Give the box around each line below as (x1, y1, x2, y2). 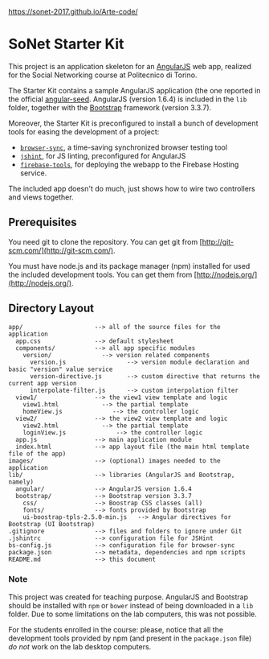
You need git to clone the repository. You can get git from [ (8, 237, 202, 246)
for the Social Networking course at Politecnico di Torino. (8, 70, 198, 80)
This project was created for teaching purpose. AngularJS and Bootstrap (8, 591, 249, 602)
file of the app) (8, 450, 67, 458)
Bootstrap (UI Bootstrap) (8, 520, 95, 528)
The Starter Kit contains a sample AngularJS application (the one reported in (8, 85, 261, 95)
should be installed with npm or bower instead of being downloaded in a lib (8, 600, 254, 610)
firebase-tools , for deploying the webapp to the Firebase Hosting (19, 159, 239, 169)
